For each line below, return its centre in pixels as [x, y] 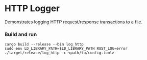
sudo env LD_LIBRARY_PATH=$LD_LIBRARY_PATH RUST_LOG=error [66, 49]
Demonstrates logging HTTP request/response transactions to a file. [73, 22]
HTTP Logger [32, 8]
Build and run [21, 34]
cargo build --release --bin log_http [44, 45]
